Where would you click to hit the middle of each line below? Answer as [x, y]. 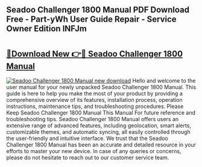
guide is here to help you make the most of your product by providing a [94, 93]
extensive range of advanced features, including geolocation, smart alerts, [99, 125]
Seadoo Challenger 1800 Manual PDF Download [98, 10]
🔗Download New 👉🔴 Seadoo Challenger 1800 [94, 54]
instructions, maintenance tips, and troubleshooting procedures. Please [95, 106]
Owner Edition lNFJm [47, 29]
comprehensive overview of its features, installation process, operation [94, 100]
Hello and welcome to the [164, 80]
